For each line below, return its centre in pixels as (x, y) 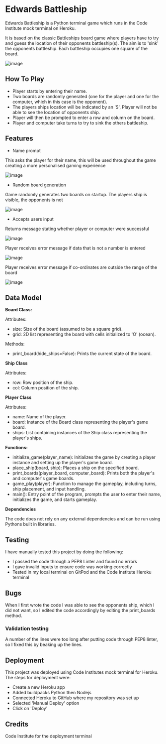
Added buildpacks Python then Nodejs (52, 693)
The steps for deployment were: (38, 678)
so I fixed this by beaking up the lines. (44, 645)
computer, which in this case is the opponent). (60, 102)
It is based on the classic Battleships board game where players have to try (82, 38)
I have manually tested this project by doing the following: (64, 552)
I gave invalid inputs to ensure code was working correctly (72, 567)
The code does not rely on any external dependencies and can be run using (83, 519)
